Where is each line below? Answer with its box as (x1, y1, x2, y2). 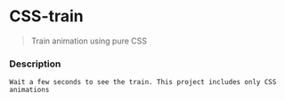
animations (9, 86, 50, 95)
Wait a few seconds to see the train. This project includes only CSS (9, 78, 277, 87)
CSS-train (9, 6, 85, 27)
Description (9, 58, 61, 70)
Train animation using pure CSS (30, 35, 148, 46)
